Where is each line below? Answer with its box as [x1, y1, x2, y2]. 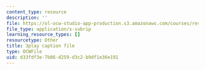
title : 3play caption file [6, 43, 75, 49]
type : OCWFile [6, 49, 43, 55]
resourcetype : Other [6, 37, 59, 43]
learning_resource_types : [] [6, 32, 81, 38]
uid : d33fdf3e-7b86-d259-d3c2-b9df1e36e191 [6, 54, 119, 60]
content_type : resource [6, 9, 67, 15]
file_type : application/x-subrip [6, 26, 92, 32]
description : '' [6, 15, 48, 21]
